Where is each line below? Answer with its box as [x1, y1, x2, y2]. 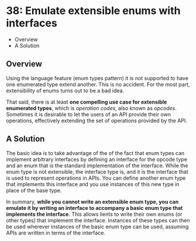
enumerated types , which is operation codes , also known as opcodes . [6, 104, 177, 112]
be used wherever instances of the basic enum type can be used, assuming [6, 223, 189, 230]
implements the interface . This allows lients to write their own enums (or [6, 211, 183, 218]
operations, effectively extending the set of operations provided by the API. [6, 117, 187, 124]
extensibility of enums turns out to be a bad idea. [6, 87, 125, 94]
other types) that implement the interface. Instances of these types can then [6, 216, 190, 223]
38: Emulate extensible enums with [6, 4, 181, 18]
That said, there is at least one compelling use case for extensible [6, 98, 167, 105]
